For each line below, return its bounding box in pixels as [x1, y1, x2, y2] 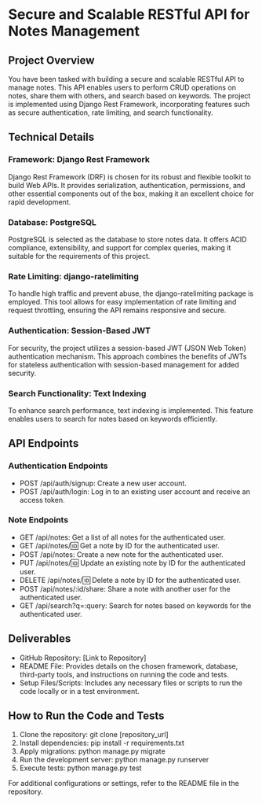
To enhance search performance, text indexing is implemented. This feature [8, 405, 253, 415]
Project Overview [8, 53, 95, 67]
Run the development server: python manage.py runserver [19, 755, 209, 765]
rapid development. [8, 197, 71, 206]
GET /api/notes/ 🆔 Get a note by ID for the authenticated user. [19, 540, 220, 550]
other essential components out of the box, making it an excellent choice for [8, 189, 254, 198]
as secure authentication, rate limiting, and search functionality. [8, 108, 213, 117]
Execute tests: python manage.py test [19, 763, 142, 773]
